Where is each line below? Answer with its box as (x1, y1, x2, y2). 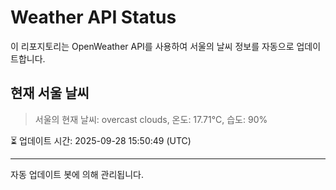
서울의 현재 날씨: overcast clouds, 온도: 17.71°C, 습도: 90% (34, 113, 268, 125)
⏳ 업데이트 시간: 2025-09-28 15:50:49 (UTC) (10, 134, 192, 146)
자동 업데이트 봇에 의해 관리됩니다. (10, 168, 144, 180)
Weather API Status (10, 6, 177, 29)
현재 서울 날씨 (10, 85, 90, 102)
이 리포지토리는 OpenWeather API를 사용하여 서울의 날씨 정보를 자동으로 (10, 40, 295, 52)
